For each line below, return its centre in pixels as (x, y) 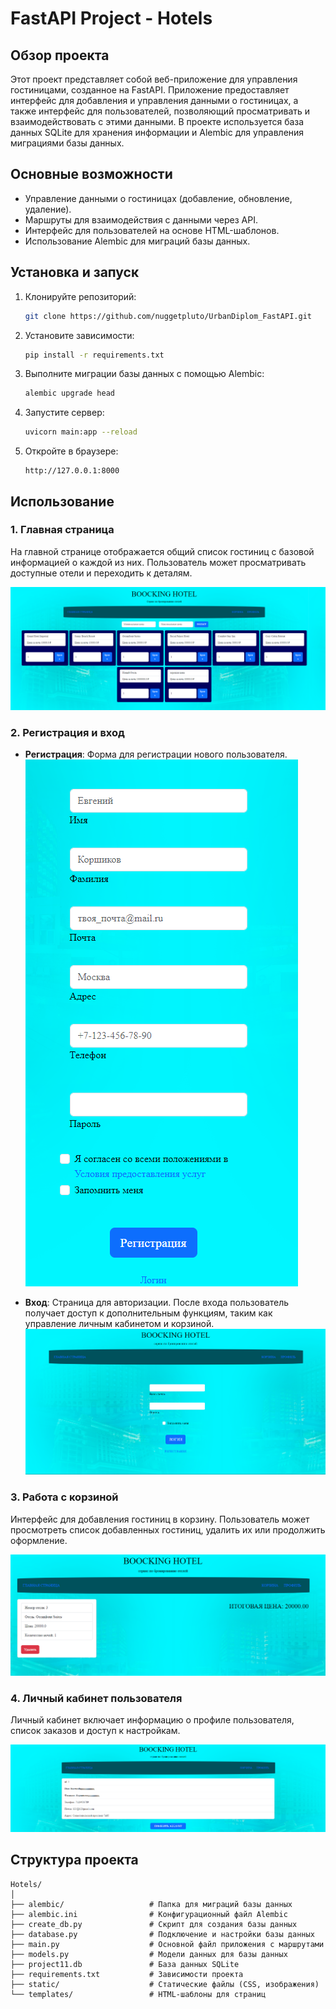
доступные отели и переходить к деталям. (101, 573)
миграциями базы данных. (67, 143)
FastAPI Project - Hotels (111, 18)
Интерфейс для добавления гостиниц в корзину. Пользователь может (160, 1519)
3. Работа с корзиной (64, 1497)
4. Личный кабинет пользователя (96, 1698)
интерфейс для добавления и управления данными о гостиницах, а (154, 100)
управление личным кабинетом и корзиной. (119, 1323)
